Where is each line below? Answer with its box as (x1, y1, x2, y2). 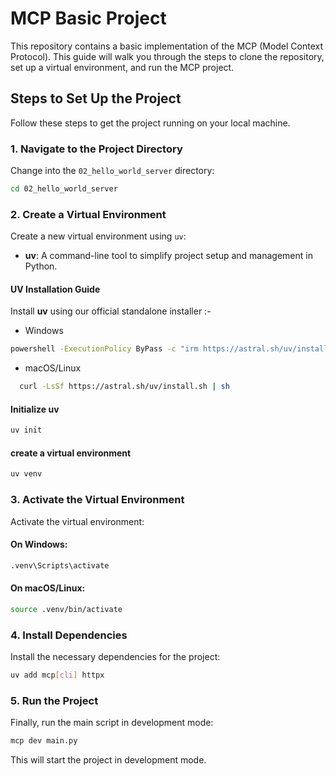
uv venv (10, 469, 43, 479)
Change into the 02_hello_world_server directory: (10, 165, 215, 177)
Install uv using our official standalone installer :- (10, 305, 212, 317)
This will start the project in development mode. (10, 754, 207, 766)
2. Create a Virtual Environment (10, 207, 167, 221)
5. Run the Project (10, 693, 99, 707)
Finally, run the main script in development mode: (10, 717, 214, 729)
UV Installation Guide (10, 283, 101, 295)
